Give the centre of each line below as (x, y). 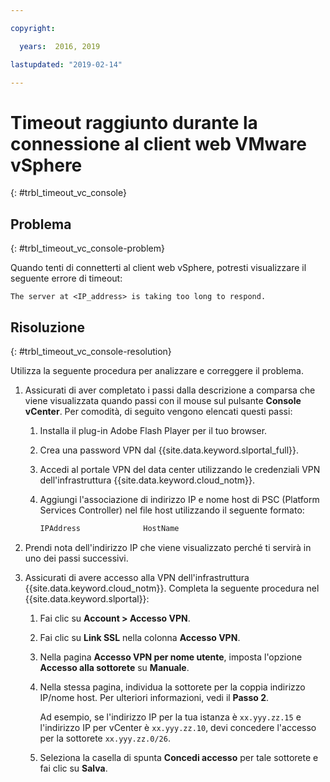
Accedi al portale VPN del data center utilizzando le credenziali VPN (180, 469)
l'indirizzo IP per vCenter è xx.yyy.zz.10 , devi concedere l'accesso (178, 727)
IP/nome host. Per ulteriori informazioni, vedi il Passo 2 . (154, 697)
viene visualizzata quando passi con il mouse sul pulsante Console (163, 400)
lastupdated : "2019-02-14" (66, 64)
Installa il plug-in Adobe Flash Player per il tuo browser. (153, 430)
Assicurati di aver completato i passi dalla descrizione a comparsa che (170, 390)
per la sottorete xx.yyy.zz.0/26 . (105, 738)
